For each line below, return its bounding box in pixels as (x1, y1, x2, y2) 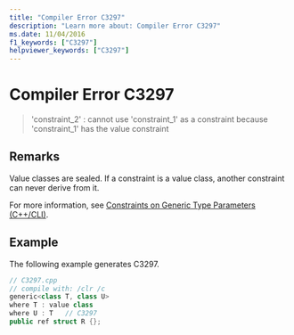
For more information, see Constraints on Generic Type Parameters (9, 200, 256, 210)
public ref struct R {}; (9, 317, 102, 326)
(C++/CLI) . (9, 208, 49, 219)
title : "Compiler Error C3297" (9, 12, 126, 22)
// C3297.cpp (9, 275, 58, 285)
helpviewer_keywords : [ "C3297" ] (9, 46, 129, 55)
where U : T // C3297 (9, 309, 98, 318)
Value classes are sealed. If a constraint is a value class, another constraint (9, 173, 285, 184)
